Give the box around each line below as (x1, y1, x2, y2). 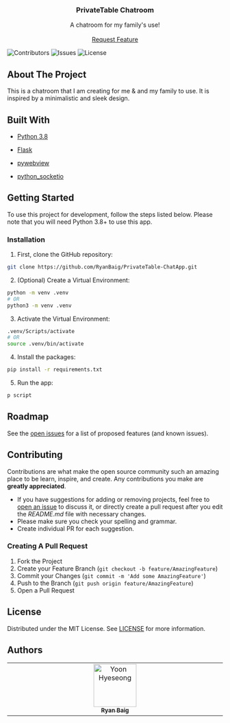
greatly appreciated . (7, 482, 66, 490)
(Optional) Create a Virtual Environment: (16, 276, 130, 284)
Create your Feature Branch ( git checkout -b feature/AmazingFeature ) (16, 564, 218, 573)
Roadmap (7, 411, 49, 423)
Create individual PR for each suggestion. (16, 524, 135, 533)
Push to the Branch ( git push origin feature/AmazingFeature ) (16, 579, 194, 587)
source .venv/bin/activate (7, 341, 84, 347)
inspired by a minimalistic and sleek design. (7, 94, 130, 102)
